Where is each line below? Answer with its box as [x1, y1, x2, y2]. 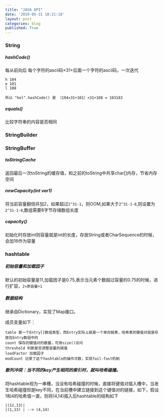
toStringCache [5, 157, 36, 163]
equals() [5, 106, 23, 112]
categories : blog [5, 21, 41, 26]
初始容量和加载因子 [5, 263, 44, 269]
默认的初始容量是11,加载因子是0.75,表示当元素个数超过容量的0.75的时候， [5, 277, 154, 283]
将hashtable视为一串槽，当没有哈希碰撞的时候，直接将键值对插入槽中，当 [5, 380, 155, 386]
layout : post [5, 16, 32, 21]
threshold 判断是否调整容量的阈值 [5, 345, 68, 351]
